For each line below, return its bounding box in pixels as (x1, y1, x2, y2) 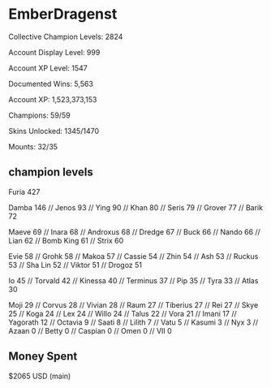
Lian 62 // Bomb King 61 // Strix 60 (8, 235, 124, 245)
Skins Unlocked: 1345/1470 (8, 126, 100, 136)
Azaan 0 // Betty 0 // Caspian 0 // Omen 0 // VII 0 (8, 325, 172, 335)
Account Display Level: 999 (8, 47, 101, 57)
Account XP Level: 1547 (8, 63, 88, 73)
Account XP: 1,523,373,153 (8, 94, 97, 104)
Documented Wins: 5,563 (8, 79, 93, 88)
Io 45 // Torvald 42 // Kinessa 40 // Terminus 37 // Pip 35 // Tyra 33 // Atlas (8, 275, 259, 285)
